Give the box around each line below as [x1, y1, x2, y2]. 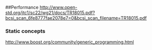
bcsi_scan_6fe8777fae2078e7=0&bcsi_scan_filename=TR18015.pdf [5, 15, 147, 21]
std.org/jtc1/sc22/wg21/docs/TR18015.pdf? [5, 10, 95, 16]
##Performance [5, 5, 39, 10]
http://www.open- [39, 5, 78, 10]
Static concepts [5, 27, 46, 34]
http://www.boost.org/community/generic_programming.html [5, 39, 134, 45]
